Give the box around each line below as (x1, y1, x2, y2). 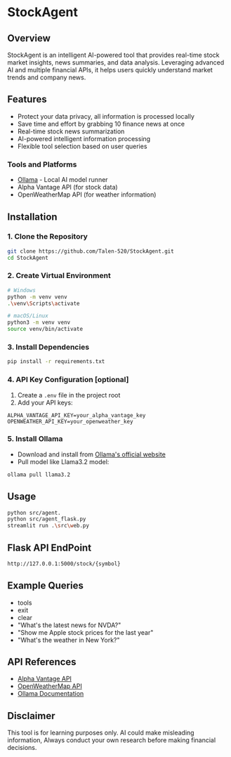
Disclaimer (7, 710, 55, 722)
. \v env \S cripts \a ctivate (7, 300, 80, 307)
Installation (7, 211, 58, 223)
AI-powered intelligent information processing (17, 134, 151, 143)
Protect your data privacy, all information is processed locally (17, 112, 195, 120)
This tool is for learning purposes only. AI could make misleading (7, 728, 194, 737)
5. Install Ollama (7, 434, 63, 444)
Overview (7, 32, 51, 44)
